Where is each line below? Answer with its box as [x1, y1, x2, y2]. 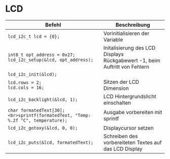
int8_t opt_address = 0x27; [8, 51, 75, 58]
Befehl [45, 21, 62, 28]
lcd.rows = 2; [8, 79, 42, 85]
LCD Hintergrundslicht [103, 93, 156, 100]
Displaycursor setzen [103, 124, 154, 131]
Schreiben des [103, 132, 138, 139]
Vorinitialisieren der [103, 30, 150, 37]
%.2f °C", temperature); [8, 117, 68, 123]
